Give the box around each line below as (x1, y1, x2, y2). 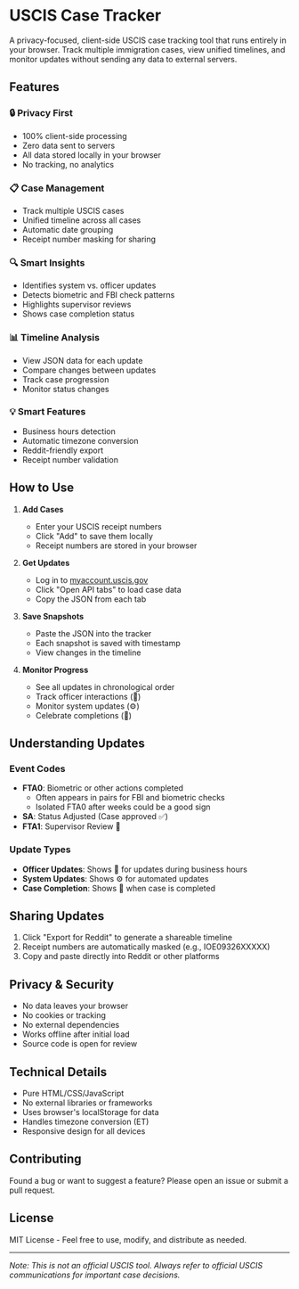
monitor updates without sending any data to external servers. (9, 53, 238, 64)
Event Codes (9, 762, 66, 775)
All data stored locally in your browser (21, 149, 162, 160)
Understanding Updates (9, 736, 145, 751)
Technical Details (9, 1064, 108, 1080)
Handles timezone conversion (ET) (21, 1116, 149, 1128)
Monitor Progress (21, 664, 89, 675)
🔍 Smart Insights (9, 256, 85, 268)
